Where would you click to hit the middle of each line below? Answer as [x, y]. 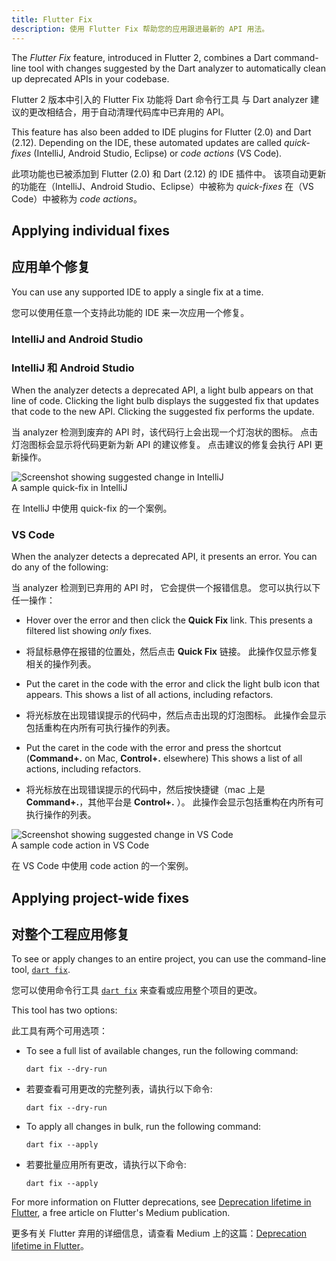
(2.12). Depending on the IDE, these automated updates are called [147, 142]
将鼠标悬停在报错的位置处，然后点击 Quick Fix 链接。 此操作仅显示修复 [172, 652]
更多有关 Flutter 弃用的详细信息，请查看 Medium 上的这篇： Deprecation [159, 1233]
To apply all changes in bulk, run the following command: [143, 1127]
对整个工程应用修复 [70, 934]
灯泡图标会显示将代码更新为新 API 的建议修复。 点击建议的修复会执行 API [162, 444]
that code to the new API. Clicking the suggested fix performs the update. [163, 411]
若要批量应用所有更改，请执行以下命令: [106, 1165]
